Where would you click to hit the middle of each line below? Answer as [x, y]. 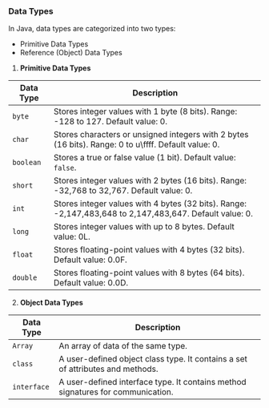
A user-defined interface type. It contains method [153, 382]
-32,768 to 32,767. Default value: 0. [123, 191]
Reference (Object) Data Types [71, 53]
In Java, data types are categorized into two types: [92, 29]
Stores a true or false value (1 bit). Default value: [145, 158]
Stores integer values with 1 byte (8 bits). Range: [145, 111]
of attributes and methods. [108, 369]
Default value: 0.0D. [91, 283]
